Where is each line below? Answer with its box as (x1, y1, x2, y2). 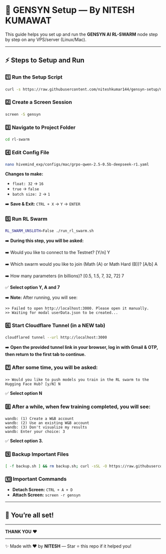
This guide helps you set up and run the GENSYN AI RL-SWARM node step (5, 31, 158, 37)
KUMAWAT (5, 15, 52, 26)
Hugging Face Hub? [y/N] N (5, 382, 61, 386)
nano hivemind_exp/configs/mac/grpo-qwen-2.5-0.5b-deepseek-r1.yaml (5, 162, 149, 167)
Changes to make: (5, 171, 43, 177)
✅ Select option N (5, 390, 42, 396)
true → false (12, 186, 40, 192)
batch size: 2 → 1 (12, 191, 50, 197)
